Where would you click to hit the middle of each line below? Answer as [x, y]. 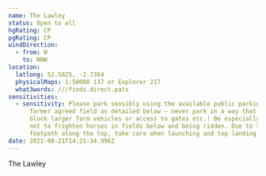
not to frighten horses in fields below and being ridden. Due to [141, 126]
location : [25, 67]
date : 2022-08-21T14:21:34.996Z [61, 141]
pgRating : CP [30, 38]
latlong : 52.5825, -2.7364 [60, 75]
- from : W [31, 52]
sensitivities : [33, 97]
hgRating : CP [30, 30]
